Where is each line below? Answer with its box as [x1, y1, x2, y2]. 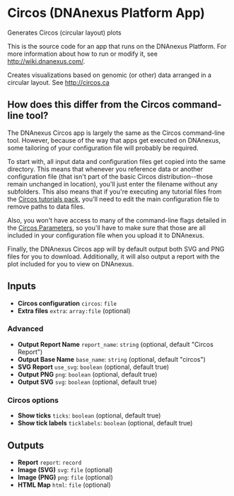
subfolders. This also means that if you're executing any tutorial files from [7, 187, 222, 196]
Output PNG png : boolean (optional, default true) [17, 370, 158, 379]
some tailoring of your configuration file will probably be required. [7, 143, 199, 152]
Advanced [7, 324, 44, 333]
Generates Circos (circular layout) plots [7, 28, 122, 37]
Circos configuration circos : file [17, 299, 117, 307]
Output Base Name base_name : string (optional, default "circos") [17, 355, 206, 363]
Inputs [7, 281, 37, 293]
